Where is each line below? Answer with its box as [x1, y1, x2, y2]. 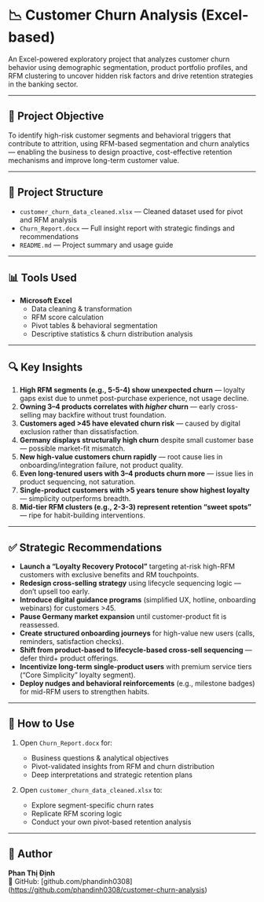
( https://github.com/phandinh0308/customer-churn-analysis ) [8, 885, 208, 894]
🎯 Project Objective [8, 109, 104, 123]
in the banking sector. [8, 79, 79, 89]
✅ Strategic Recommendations [8, 540, 163, 554]
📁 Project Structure [8, 186, 104, 199]
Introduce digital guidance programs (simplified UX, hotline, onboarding [19, 595, 256, 604]
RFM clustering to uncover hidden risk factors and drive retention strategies [8, 71, 254, 80]
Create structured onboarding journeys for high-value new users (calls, [19, 628, 255, 638]
